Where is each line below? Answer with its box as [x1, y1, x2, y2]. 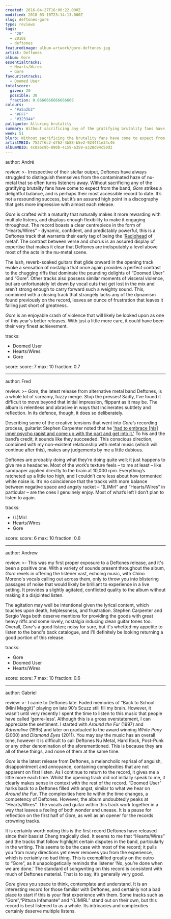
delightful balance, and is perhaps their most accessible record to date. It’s [5, 191, 162, 196]
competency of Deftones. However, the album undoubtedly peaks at [5, 796, 149, 802]
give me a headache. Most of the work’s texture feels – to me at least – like [5, 462, 162, 468]
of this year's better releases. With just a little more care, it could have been [5, 318, 164, 324]
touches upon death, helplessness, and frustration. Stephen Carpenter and [5, 607, 162, 614]
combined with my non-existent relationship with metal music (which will [5, 442, 158, 447]
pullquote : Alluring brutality [5, 121, 72, 126]
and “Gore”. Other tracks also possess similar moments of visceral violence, [5, 275, 164, 281]
